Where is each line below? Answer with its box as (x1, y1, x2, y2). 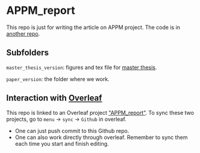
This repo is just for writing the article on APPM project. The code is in (6, 24, 181, 31)
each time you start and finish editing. (14, 140, 110, 147)
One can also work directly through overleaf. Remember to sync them (14, 134, 188, 141)
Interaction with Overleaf (6, 93, 102, 103)
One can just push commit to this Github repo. (14, 127, 130, 134)
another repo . (6, 30, 40, 37)
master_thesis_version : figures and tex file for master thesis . (6, 63, 157, 71)
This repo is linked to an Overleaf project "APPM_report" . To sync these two (6, 109, 195, 116)
